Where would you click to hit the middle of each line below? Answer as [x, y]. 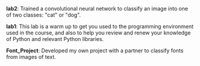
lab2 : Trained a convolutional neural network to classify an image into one [97, 9]
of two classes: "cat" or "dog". [44, 15]
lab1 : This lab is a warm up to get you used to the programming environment [100, 26]
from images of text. [31, 57]
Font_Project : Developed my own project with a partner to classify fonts [95, 51]
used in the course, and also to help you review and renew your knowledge [99, 33]
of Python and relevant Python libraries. [55, 39]
